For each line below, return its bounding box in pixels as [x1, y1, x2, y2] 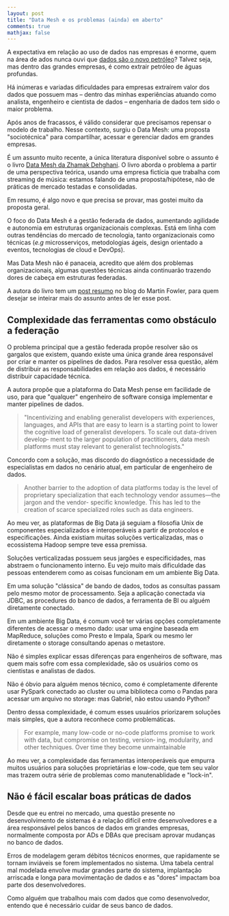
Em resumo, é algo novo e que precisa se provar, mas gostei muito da [7, 196, 204, 204]
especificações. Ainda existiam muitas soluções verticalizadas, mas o [7, 533, 204, 542]
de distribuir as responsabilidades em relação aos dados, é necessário [7, 365, 206, 373]
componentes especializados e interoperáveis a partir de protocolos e [7, 526, 204, 535]
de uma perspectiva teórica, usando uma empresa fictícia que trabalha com [7, 168, 220, 176]
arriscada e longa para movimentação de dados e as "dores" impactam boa [7, 873, 221, 882]
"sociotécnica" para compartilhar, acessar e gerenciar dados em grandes [7, 133, 214, 141]
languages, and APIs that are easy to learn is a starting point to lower [23, 421, 218, 429]
